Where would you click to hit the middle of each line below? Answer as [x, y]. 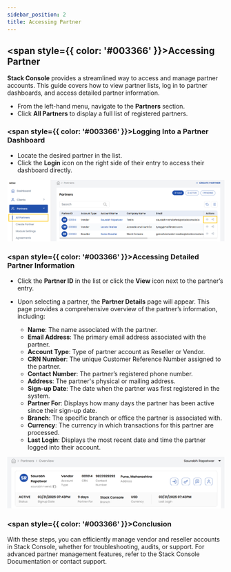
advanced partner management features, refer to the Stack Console [103, 554]
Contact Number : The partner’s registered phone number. [110, 373]
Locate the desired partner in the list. [70, 155]
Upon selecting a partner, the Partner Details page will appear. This [113, 302]
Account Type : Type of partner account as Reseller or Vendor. [116, 351]
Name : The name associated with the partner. [92, 329]
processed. [43, 432]
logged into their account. [64, 447]
